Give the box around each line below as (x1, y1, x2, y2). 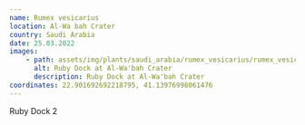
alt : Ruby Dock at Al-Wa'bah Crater (33, 64, 172, 73)
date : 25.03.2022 (9, 38, 75, 48)
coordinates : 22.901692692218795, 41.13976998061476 (9, 81, 213, 90)
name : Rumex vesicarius (9, 13, 100, 23)
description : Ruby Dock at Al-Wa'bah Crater (33, 72, 205, 82)
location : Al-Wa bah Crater (9, 22, 116, 31)
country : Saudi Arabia (9, 30, 95, 39)
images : (9, 47, 39, 56)
